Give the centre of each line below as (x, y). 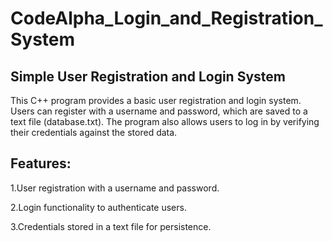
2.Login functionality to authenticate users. (98, 207)
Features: (41, 163)
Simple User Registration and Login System (148, 76)
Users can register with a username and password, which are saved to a (159, 111)
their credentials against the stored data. (94, 132)
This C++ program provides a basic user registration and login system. (156, 100)
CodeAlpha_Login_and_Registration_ (166, 18)
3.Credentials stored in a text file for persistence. (111, 226)
